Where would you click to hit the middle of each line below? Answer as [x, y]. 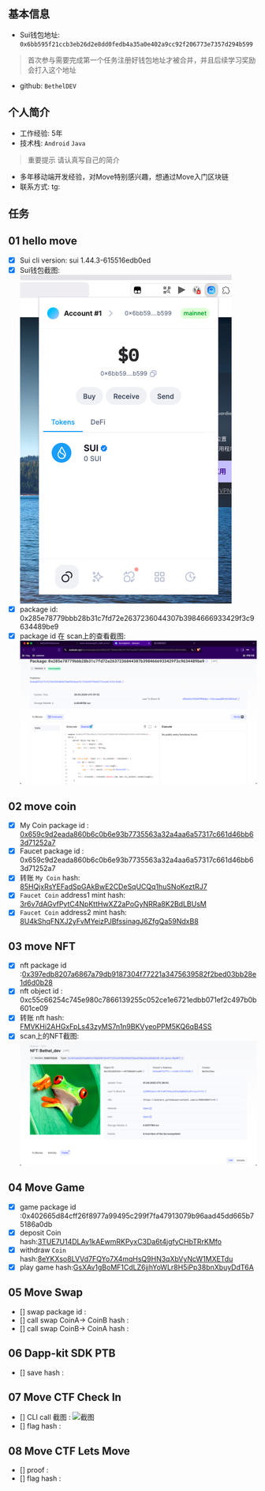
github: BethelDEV [48, 85]
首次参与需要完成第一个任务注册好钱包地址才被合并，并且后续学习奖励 [142, 60]
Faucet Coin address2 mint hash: [73, 913]
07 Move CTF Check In [65, 1397]
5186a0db [36, 1224]
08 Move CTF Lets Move [69, 1451]
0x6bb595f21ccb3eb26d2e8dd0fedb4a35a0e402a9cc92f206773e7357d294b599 [136, 44]
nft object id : [41, 991]
